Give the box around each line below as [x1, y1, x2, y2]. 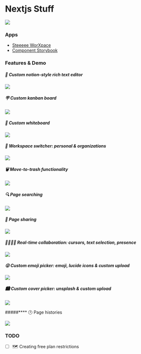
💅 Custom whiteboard [5, 120, 50, 126]
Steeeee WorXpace [12, 42, 51, 48]
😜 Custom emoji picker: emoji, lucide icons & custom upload [5, 262, 130, 268]
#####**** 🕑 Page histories [5, 309, 63, 315]
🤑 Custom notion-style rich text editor [5, 71, 83, 77]
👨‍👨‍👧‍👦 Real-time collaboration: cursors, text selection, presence [5, 239, 137, 245]
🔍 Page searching [5, 191, 43, 197]
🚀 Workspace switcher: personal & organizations [5, 143, 107, 149]
